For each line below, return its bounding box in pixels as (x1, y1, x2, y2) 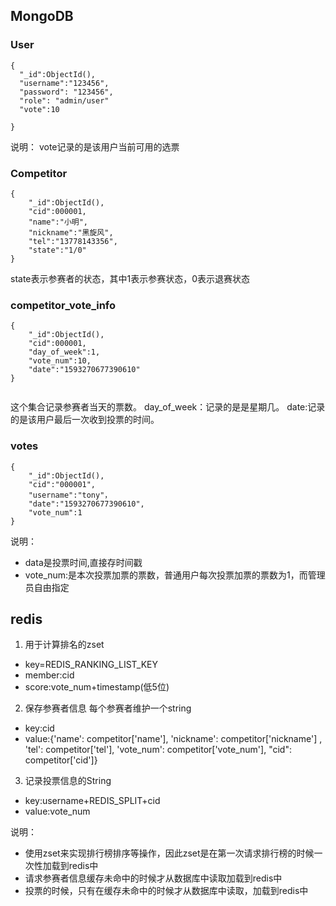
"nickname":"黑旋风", (28, 227, 114, 238)
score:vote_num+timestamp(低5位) (24, 681, 170, 693)
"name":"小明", (28, 217, 89, 227)
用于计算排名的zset (24, 639, 105, 651)
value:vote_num (24, 805, 91, 818)
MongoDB (10, 8, 74, 25)
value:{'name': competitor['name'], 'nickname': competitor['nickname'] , (24, 733, 323, 745)
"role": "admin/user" (19, 95, 110, 106)
